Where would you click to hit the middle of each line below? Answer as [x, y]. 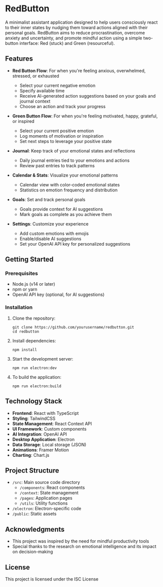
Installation [19, 307]
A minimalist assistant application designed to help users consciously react [81, 22]
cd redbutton [26, 331]
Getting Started [29, 259]
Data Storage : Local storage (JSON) [49, 444]
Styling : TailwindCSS [34, 418]
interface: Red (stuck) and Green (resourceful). [67, 43]
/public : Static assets [34, 514]
